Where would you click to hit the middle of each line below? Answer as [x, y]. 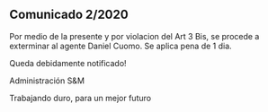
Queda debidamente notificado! [68, 63]
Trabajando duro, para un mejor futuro [80, 98]
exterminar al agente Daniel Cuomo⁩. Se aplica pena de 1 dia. [121, 46]
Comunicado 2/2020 [69, 15]
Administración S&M [47, 81]
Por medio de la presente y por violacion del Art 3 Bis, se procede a [134, 36]
